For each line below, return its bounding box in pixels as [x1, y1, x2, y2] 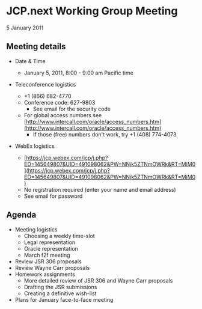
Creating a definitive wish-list [23, 290, 97, 297]
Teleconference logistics [14, 81, 76, 88]
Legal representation [23, 239, 76, 246]
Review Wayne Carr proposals [14, 264, 90, 271]
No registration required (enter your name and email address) [23, 186, 176, 193]
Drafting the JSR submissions [23, 283, 97, 290]
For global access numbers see [23, 111, 102, 118]
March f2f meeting [23, 251, 70, 259]
